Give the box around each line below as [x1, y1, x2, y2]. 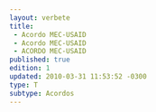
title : [9, 22, 34, 31]
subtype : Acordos [9, 89, 75, 98]
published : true [9, 55, 70, 64]
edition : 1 [9, 64, 50, 73]
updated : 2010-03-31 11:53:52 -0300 [9, 72, 147, 81]
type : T [9, 80, 39, 89]
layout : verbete [9, 13, 70, 23]
